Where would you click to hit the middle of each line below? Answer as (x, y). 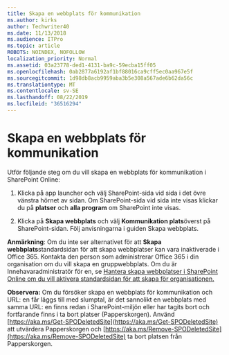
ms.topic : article (34, 46)
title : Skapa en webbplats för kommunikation (74, 14)
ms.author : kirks (32, 20)
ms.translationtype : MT (42, 85)
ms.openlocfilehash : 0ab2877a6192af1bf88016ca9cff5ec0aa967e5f (100, 71)
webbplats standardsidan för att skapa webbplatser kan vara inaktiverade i (113, 249)
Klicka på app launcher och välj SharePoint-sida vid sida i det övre (111, 193)
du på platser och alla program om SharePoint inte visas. (99, 207)
